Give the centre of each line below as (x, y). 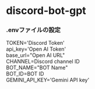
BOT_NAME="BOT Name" (37, 67)
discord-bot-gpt (46, 11)
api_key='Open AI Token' (36, 49)
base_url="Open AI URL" (36, 55)
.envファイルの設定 (34, 30)
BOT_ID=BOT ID (25, 74)
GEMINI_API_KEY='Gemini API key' (48, 80)
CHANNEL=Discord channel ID (43, 62)
